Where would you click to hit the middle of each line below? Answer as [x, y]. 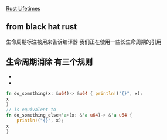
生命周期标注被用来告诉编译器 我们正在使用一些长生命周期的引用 [84, 42]
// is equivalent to [31, 110]
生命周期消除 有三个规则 [49, 62]
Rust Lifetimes [23, 8]
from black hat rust [42, 27]
